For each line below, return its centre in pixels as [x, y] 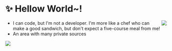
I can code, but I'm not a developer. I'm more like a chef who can [81, 23]
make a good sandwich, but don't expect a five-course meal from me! [86, 28]
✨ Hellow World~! [44, 9]
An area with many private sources [49, 34]
